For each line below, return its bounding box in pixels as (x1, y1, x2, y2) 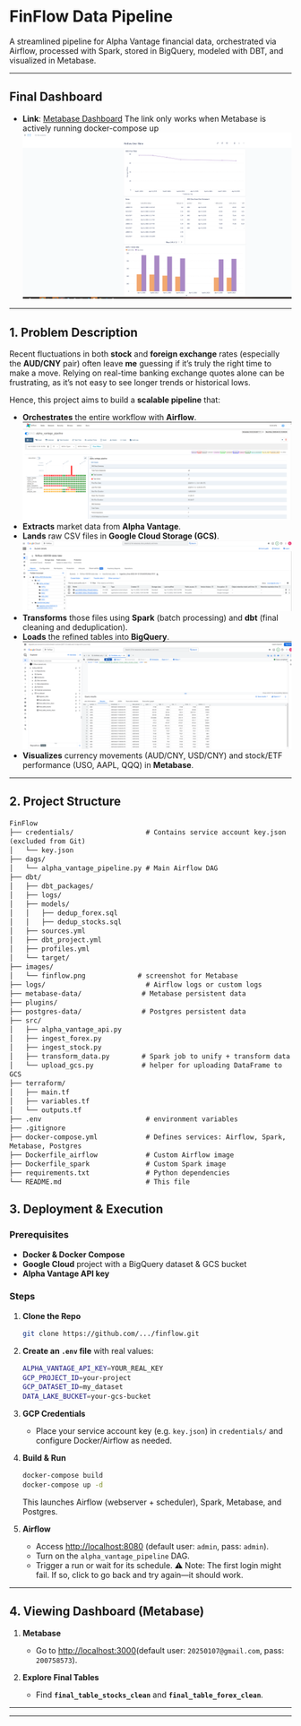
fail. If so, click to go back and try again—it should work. (35, 1569, 244, 1580)
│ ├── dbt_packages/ (9, 881, 94, 891)
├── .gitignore (9, 1123, 66, 1133)
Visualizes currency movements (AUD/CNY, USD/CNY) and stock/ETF (21, 750, 283, 761)
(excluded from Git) (9, 836, 87, 846)
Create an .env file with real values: (21, 1345, 154, 1356)
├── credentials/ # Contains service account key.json (9, 827, 287, 837)
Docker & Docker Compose (21, 1248, 125, 1260)
